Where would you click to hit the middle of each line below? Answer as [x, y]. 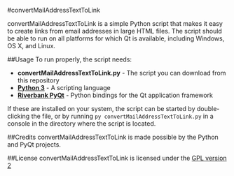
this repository [38, 80]
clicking [19, 116]
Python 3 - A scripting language [64, 88]
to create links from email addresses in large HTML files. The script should [115, 31]
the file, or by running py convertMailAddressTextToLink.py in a [122, 116]
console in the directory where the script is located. [82, 124]
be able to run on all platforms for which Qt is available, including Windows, [116, 38]
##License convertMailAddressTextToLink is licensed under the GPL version [117, 158]
